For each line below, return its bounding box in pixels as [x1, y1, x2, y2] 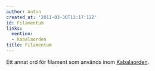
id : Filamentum [6, 20, 44, 26]
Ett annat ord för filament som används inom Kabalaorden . [6, 58, 150, 66]
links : [6, 25, 23, 32]
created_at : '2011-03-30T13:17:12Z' [6, 14, 97, 20]
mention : [11, 31, 33, 37]
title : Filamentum [6, 42, 52, 48]
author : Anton [6, 8, 42, 15]
